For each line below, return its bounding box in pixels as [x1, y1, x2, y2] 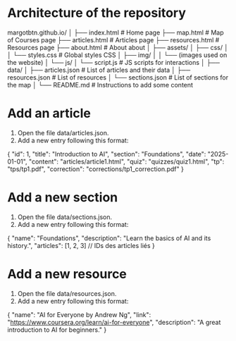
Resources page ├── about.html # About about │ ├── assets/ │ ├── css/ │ [7, 43, 229, 51]
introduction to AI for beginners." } [7, 325, 107, 334]
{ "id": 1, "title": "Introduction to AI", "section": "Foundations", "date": [7, 149, 206, 158]
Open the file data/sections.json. [17, 213, 113, 221]
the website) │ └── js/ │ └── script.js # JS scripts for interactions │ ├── [7, 58, 221, 66]
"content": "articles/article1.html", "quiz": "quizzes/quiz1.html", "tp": [28, 157, 225, 166]
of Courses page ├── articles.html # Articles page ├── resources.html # [7, 35, 220, 44]
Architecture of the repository [7, 5, 187, 21]
